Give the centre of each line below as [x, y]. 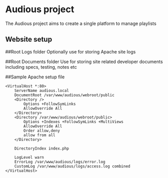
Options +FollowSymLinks [50, 104]
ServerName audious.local [42, 91]
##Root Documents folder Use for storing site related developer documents [84, 62]
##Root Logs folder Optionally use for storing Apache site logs [71, 51]
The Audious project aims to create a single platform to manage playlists [81, 23]
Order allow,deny [42, 131]
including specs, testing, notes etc [41, 67]
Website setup [29, 39]
